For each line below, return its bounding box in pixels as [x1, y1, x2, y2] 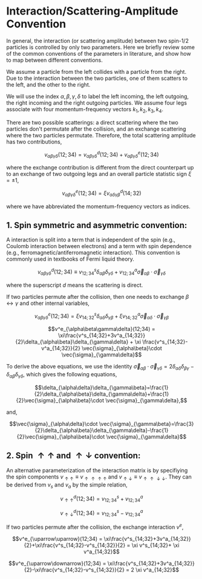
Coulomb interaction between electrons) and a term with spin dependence [6, 243, 192, 250]
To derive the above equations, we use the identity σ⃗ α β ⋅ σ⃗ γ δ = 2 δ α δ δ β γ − [6, 363, 195, 371]
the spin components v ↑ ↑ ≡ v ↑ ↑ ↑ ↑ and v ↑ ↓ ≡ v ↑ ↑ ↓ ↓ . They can [6, 473, 192, 482]
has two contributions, [6, 138, 62, 145]
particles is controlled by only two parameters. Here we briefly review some [6, 44, 195, 51]
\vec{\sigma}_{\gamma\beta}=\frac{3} [99, 420, 195, 427]
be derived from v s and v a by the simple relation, [6, 481, 128, 489]
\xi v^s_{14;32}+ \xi [131, 541, 180, 549]
